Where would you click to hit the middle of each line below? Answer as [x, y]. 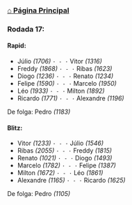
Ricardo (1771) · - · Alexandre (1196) [71, 98]
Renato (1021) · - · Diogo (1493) [65, 158]
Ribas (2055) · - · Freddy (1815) [65, 151]
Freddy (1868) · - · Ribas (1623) [65, 69]
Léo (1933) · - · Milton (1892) [61, 91]
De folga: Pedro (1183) [39, 112]
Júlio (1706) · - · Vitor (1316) [60, 61]
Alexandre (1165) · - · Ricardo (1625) [72, 181]
